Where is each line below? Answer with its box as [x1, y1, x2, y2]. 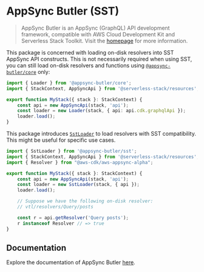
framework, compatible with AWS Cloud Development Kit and [21, 30, 175, 38]
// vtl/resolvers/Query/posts [17, 204, 94, 210]
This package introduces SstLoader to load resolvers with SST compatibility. [6, 130, 196, 138]
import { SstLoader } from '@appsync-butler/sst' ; [6, 148, 137, 154]
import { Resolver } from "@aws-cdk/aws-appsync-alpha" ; [6, 159, 154, 165]
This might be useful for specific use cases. [6, 136, 116, 144]
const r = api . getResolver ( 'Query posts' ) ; [17, 214, 129, 221]
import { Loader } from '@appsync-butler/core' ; [6, 80, 132, 86]
